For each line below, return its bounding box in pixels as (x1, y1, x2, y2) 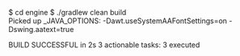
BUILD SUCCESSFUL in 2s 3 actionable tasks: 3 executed (8, 40, 200, 50)
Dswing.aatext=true (8, 25, 74, 34)
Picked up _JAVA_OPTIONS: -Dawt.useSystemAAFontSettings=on (8, 16, 228, 26)
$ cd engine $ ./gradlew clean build (8, 8, 127, 17)
